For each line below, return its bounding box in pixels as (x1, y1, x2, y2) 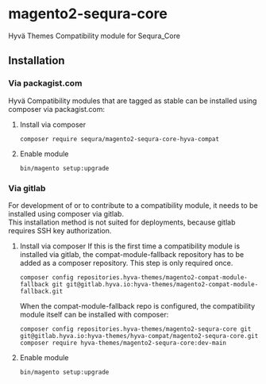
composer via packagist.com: (8, 104, 106, 113)
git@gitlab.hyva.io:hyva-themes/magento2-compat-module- (66, 280, 259, 288)
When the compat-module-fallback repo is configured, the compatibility (19, 301, 256, 310)
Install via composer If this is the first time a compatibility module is (19, 241, 241, 251)
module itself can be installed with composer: (19, 309, 169, 319)
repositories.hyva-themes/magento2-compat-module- (76, 273, 248, 282)
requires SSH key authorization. (8, 225, 112, 235)
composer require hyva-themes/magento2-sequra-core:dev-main (19, 339, 227, 347)
